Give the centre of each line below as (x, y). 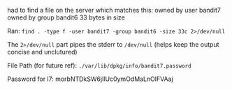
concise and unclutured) (43, 52)
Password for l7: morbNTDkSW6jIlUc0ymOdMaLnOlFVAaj (90, 79)
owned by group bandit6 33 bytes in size (66, 17)
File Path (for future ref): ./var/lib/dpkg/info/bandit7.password (99, 65)
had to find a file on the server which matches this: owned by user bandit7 (114, 10)
